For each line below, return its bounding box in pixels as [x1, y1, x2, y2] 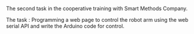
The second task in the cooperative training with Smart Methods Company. [6, 5, 188, 12]
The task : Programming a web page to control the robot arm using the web [6, 16, 189, 23]
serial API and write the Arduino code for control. [6, 23, 125, 29]
